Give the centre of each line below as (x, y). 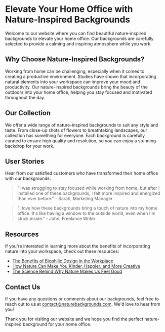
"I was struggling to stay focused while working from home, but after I (88, 188)
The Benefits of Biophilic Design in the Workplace (63, 261)
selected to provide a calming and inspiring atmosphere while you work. (78, 43)
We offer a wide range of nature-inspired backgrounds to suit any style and (82, 125)
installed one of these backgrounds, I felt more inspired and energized (89, 193)
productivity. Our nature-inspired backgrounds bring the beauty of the (77, 87)
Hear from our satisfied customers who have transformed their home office (82, 173)
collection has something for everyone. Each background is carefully (75, 135)
